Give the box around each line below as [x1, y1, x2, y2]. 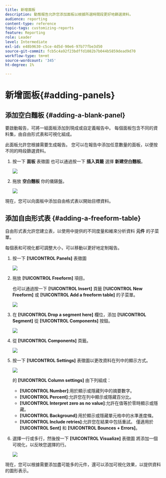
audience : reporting [5, 16, 48, 21]
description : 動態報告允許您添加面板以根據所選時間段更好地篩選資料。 [5, 12, 133, 17]
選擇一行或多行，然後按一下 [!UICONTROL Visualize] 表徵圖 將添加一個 [12, 435, 158, 441]
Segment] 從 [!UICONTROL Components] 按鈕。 [12, 318, 113, 323]
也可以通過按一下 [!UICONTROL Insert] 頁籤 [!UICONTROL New [12, 285, 143, 291]
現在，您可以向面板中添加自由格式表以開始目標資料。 [5, 198, 114, 204]
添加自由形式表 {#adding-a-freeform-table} [5, 214, 141, 222]
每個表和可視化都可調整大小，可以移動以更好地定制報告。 [5, 245, 122, 251]
